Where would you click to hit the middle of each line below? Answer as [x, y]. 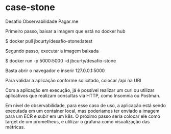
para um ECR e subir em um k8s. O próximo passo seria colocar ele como [83, 116]
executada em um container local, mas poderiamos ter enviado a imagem [82, 111]
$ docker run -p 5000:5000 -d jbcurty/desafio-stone [61, 60]
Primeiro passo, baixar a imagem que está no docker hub [65, 31]
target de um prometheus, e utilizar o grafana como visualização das [78, 121]
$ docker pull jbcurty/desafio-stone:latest [49, 41]
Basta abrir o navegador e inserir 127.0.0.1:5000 [55, 71]
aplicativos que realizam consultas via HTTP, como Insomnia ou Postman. [83, 95]
